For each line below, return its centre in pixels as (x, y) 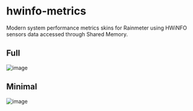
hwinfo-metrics (46, 11)
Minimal (22, 87)
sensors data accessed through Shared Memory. (67, 34)
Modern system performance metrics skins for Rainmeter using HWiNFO (97, 28)
